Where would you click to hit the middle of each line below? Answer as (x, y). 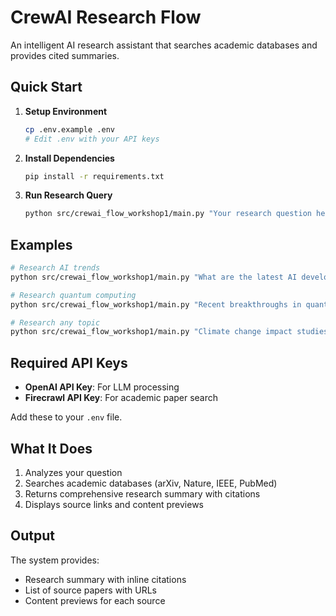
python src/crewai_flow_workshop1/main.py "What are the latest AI (154, 277)
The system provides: (55, 560)
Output (32, 536)
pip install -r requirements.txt (94, 176)
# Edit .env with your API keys (92, 139)
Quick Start (46, 87)
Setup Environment (66, 111)
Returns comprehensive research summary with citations (142, 493)
